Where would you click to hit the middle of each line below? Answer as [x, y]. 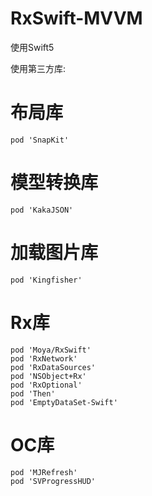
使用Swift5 [32, 47]
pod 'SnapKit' [40, 140]
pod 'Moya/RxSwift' [51, 350]
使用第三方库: [38, 68]
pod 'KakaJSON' [42, 210]
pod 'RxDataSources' [53, 367]
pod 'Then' [33, 393]
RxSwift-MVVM [76, 18]
